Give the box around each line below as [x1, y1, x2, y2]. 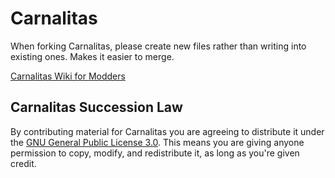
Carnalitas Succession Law [10, 99, 183, 116]
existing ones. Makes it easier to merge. [10, 50, 175, 62]
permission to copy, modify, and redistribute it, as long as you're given [10, 147, 300, 159]
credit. [10, 157, 37, 169]
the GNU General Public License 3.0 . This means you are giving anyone [10, 136, 305, 148]
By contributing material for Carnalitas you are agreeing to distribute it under [10, 125, 325, 137]
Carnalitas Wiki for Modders [10, 70, 126, 82]
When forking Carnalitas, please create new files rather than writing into [10, 40, 307, 52]
